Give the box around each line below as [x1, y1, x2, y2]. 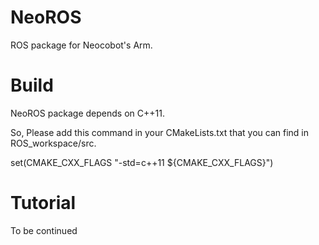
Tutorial [10, 192, 77, 215]
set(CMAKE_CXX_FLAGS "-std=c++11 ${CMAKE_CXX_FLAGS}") [10, 156, 274, 168]
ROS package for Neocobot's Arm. [10, 39, 153, 51]
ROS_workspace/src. [10, 137, 97, 149]
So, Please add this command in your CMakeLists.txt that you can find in [10, 126, 309, 138]
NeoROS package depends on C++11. [10, 107, 165, 119]
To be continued [10, 224, 78, 236]
